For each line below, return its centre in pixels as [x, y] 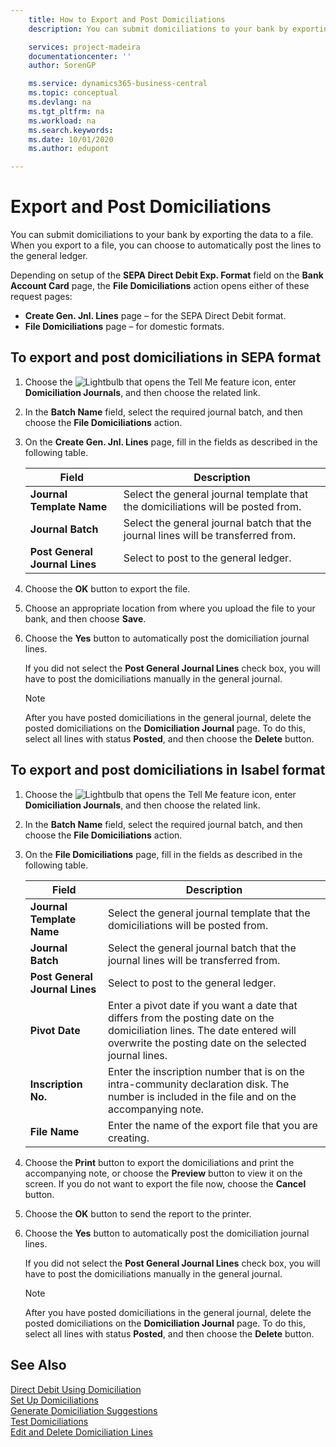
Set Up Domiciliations [54, 1400]
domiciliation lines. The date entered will [202, 1030]
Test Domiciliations [49, 1421]
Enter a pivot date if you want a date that [202, 1005]
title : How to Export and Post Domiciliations [127, 19]
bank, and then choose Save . [85, 618]
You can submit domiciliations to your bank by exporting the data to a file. [162, 235]
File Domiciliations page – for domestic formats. [124, 327]
